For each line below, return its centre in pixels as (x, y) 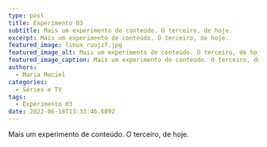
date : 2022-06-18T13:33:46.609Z (62, 112)
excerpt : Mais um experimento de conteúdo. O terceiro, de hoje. (118, 38)
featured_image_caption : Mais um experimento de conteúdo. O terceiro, (129, 60)
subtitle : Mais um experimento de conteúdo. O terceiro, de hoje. (120, 30)
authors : (23, 68)
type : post (26, 15)
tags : (17, 97)
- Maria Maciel (41, 75)
